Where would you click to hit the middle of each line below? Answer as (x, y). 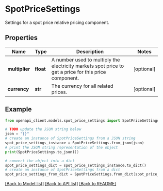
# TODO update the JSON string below (43, 129)
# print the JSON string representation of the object (62, 147)
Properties (21, 38)
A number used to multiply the (86, 59)
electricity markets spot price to (88, 66)
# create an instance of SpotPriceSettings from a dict (63, 170)
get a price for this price (79, 72)
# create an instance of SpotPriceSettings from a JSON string (70, 138)
